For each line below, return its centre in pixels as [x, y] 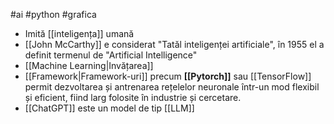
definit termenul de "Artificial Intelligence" [111, 55]
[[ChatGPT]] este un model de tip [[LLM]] [109, 108]
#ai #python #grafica [53, 14]
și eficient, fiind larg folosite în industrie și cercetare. [133, 97]
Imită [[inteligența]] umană [79, 33]
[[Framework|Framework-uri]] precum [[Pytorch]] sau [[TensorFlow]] [168, 76]
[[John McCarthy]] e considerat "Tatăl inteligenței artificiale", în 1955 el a [174, 44]
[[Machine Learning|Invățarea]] [89, 65]
